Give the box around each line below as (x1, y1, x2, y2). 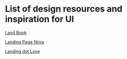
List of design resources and (5, 3, 123, 15)
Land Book (5, 29, 27, 35)
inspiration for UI (5, 14, 74, 25)
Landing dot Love (5, 48, 40, 54)
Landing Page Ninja (5, 39, 44, 44)
